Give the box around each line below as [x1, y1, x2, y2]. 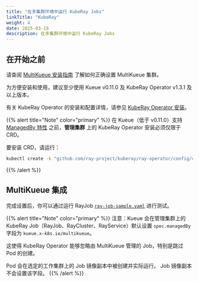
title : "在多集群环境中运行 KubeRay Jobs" [6, 8, 105, 15]
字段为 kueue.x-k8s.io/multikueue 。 [6, 229, 95, 236]
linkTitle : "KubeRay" [6, 14, 60, 20]
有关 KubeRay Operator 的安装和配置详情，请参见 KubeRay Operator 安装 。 [6, 103, 190, 110]
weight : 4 [6, 20, 31, 26]
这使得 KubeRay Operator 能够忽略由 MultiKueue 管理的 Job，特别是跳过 [6, 242, 184, 249]
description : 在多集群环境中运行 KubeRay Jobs [6, 31, 115, 37]
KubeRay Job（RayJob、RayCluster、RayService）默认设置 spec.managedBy [6, 222, 191, 229]
